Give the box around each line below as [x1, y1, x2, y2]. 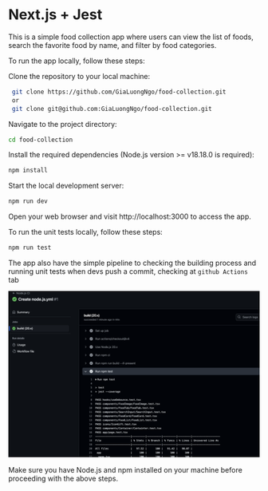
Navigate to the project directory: [8, 119, 117, 129]
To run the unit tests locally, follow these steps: [8, 228, 164, 237]
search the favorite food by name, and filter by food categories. [8, 40, 217, 49]
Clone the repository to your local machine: [8, 71, 151, 81]
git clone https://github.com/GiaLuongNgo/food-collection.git [11, 88, 227, 96]
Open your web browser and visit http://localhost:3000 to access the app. [8, 212, 251, 221]
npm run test [8, 244, 52, 252]
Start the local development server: [8, 181, 124, 191]
